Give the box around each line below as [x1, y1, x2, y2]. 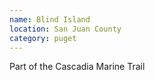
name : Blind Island [9, 14, 91, 25]
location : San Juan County [9, 24, 122, 34]
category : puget [9, 33, 77, 43]
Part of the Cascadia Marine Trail [9, 61, 146, 73]
